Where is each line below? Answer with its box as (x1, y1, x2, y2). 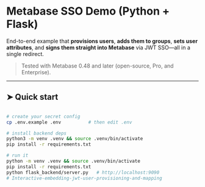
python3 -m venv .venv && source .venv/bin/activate (6, 136, 143, 142)
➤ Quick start (6, 92, 59, 102)
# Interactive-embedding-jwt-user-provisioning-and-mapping (6, 175, 163, 181)
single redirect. (6, 50, 45, 57)
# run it (6, 152, 29, 159)
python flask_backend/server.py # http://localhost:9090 (6, 169, 160, 175)
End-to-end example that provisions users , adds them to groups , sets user (6, 37, 198, 44)
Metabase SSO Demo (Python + (6, 4, 170, 18)
